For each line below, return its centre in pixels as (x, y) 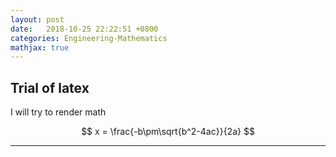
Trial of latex (50, 87)
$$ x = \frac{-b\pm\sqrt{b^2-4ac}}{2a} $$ (168, 132)
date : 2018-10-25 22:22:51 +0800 (84, 29)
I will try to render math (58, 112)
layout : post (37, 19)
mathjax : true (40, 47)
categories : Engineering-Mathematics (89, 38)
